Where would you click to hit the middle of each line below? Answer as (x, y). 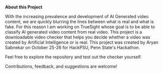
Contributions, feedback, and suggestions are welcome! (61, 66)
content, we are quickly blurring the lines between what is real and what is (80, 22)
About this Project (24, 7)
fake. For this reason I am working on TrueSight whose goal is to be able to (80, 27)
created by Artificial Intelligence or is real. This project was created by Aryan (82, 42)
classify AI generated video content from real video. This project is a (73, 32)
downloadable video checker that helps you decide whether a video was (78, 37)
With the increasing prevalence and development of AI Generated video (77, 16)
